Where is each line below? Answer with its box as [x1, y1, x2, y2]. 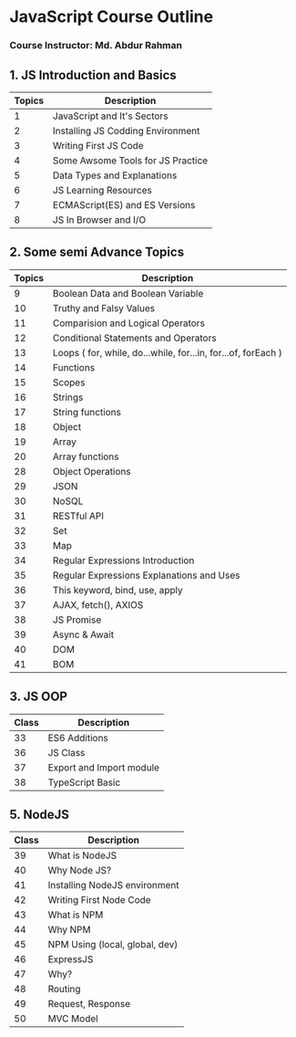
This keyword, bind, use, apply [53, 583, 184, 596]
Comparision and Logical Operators [53, 317, 205, 330]
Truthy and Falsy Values [53, 301, 156, 314]
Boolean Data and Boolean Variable [53, 287, 204, 299]
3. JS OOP [9, 689, 68, 705]
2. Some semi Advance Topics [9, 245, 185, 260]
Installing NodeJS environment [47, 879, 179, 892]
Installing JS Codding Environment [53, 124, 200, 137]
